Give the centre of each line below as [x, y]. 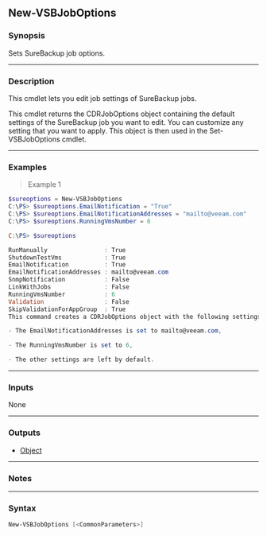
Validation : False [69, 301]
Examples [28, 167]
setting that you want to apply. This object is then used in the [108, 130]
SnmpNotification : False [69, 280]
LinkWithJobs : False [69, 287]
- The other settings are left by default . [81, 360]
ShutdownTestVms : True [67, 258]
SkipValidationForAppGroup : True [67, 309]
